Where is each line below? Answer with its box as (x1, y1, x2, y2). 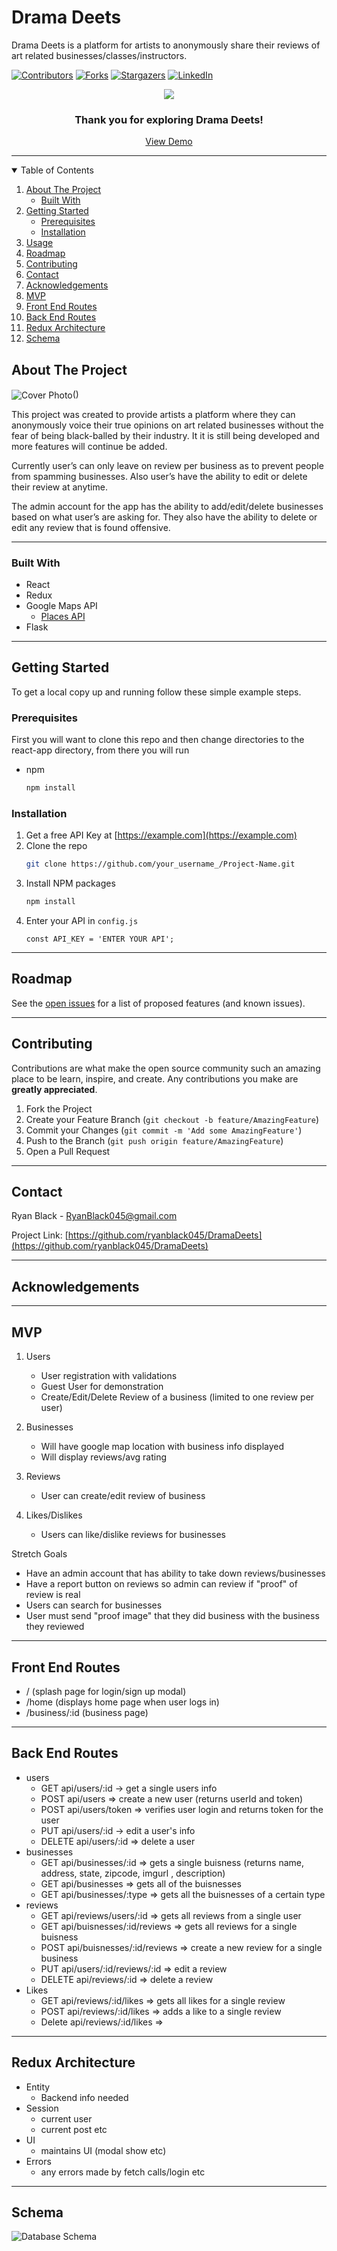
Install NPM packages (25, 877, 116, 890)
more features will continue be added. (11, 440, 168, 452)
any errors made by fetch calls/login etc (40, 2166, 206, 2178)
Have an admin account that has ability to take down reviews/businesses (25, 1567, 326, 1580)
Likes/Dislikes (25, 1509, 83, 1521)
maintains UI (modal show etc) (40, 2144, 167, 2156)
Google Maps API (25, 600, 98, 612)
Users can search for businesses (25, 1599, 163, 1611)
